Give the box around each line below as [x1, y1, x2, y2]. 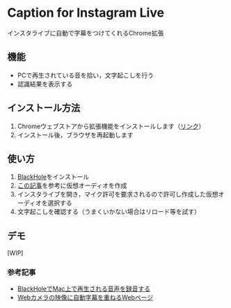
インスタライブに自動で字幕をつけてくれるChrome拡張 [7, 29, 164, 37]
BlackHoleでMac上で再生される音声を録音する [17, 284, 151, 293]
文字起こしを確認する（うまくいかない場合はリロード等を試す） [17, 208, 200, 216]
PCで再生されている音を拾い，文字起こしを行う [17, 71, 154, 79]
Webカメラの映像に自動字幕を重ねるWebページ [17, 293, 154, 302]
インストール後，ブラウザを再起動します [17, 130, 134, 139]
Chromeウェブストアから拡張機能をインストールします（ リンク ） [17, 122, 205, 130]
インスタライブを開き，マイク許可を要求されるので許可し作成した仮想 [17, 190, 218, 199]
